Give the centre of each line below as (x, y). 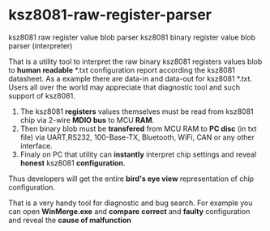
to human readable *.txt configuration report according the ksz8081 (122, 69)
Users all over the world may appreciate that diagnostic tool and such (124, 87)
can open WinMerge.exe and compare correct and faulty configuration (129, 211)
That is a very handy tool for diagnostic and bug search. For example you (131, 203)
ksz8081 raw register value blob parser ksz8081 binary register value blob (132, 37)
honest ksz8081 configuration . (73, 162)
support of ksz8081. (42, 95)
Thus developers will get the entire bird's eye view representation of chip (131, 178)
